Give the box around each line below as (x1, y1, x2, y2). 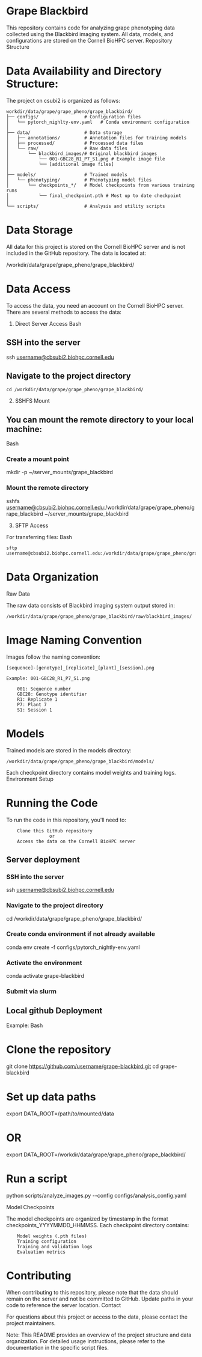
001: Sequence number (17, 686, 71, 692)
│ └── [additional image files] (6, 161, 114, 167)
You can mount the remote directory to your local (6, 415, 194, 425)
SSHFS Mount (14, 397, 50, 404)
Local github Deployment (6, 1005, 103, 1016)
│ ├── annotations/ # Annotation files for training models (6, 135, 187, 141)
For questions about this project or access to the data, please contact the (6, 1313, 188, 1320)
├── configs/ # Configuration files (6, 114, 141, 120)
